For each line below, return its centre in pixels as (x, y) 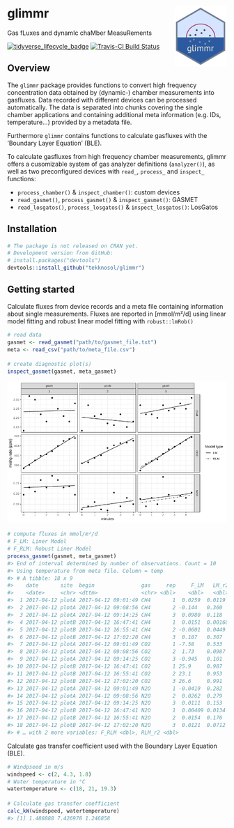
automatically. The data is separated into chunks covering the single (105, 107)
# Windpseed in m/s (36, 767)
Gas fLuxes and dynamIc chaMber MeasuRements (79, 33)
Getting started (41, 290)
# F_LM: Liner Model (37, 542)
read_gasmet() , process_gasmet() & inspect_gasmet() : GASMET (108, 199)
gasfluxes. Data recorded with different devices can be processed (102, 100)
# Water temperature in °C (46, 782)
